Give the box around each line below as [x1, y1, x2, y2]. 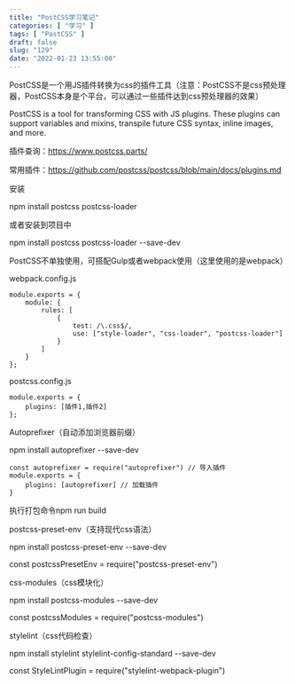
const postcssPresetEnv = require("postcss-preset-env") [9, 559, 218, 569]
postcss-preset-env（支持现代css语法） [9, 524, 157, 534]
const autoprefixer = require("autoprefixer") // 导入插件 [9, 463, 227, 472]
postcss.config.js [9, 376, 73, 386]
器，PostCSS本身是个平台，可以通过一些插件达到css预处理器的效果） [9, 91, 264, 101]
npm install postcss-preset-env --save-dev [9, 542, 167, 552]
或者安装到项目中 [9, 219, 72, 230]
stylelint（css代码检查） [9, 631, 97, 641]
